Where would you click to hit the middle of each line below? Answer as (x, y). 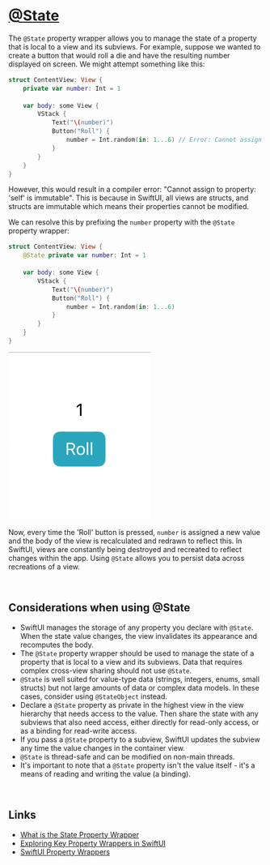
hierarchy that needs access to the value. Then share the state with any (139, 713)
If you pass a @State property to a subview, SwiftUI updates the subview (140, 739)
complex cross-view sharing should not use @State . (106, 670)
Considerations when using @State (99, 608)
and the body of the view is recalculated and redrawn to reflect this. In (125, 541)
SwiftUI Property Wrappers (65, 852)
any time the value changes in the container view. (103, 747)
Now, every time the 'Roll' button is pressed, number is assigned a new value (135, 532)
